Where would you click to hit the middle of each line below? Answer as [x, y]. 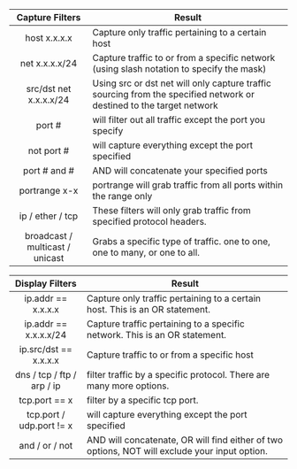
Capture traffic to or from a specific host [170, 355]
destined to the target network [155, 105]
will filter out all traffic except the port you [179, 120]
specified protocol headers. [149, 222]
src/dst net [49, 89]
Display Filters [46, 284]
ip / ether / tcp [49, 216]
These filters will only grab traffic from [172, 210]
